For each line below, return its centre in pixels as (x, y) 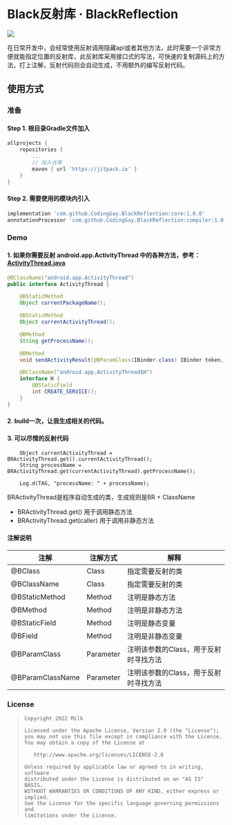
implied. (37, 797)
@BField (24, 636)
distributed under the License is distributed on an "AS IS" (114, 779)
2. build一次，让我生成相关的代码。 (58, 421)
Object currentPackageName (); (63, 303)
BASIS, (33, 785)
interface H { (40, 379)
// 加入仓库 (47, 163)
